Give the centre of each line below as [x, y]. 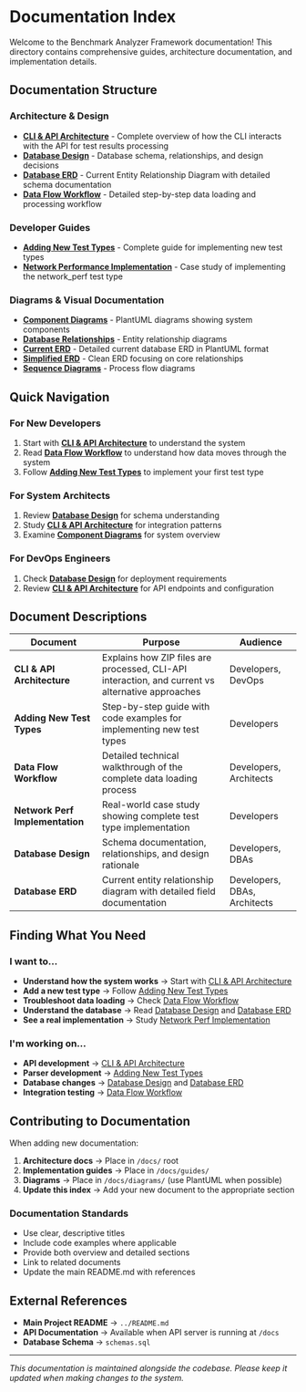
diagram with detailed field [158, 891]
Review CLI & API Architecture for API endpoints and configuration [148, 588]
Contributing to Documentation [100, 1121]
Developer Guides [50, 227]
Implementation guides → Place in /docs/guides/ [116, 1170]
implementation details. [53, 61]
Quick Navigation [60, 397]
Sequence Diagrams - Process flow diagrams [109, 369]
